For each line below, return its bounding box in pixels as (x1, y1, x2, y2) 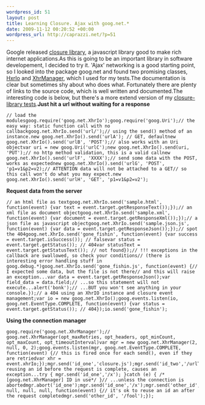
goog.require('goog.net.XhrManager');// (6, 329, 111, 335)
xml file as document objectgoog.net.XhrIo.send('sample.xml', (6, 210, 171, 216)
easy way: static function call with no (6, 123, 111, 129)
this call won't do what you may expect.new (6, 171, 121, 177)
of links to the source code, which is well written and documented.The (6, 87, 183, 95)
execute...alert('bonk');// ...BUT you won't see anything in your (6, 285, 182, 291)
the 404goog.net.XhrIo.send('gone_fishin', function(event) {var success (6, 231, 198, 237)
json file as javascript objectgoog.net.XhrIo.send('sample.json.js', (6, 221, 190, 227)
